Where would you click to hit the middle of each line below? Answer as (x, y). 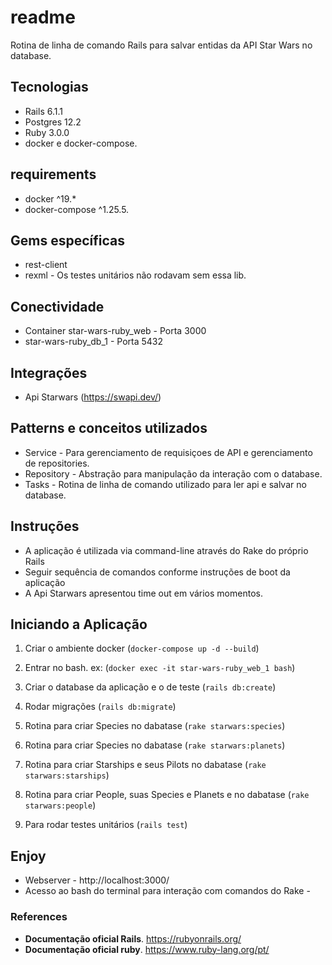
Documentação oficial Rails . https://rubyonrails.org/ (133, 938)
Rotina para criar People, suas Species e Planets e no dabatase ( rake (167, 795)
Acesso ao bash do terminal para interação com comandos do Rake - (167, 891)
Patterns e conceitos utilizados (109, 428)
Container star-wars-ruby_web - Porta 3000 (115, 331)
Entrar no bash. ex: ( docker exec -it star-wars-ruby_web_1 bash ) (160, 668)
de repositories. (57, 463)
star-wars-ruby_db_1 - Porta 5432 (94, 342)
